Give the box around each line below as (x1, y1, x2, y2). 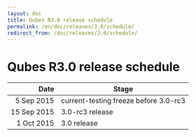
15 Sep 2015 (10, 107, 55, 117)
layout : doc (7, 10, 42, 17)
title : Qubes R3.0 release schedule (7, 17, 113, 24)
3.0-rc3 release (61, 107, 114, 117)
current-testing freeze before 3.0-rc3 (61, 96, 186, 106)
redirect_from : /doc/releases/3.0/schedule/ (7, 29, 138, 37)
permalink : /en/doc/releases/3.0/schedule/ (7, 23, 135, 30)
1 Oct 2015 (16, 118, 55, 128)
